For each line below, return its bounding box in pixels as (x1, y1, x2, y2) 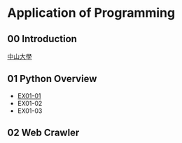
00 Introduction (7, 33, 77, 45)
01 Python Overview (7, 73, 97, 85)
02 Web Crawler (7, 127, 80, 139)
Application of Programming (7, 5, 176, 21)
